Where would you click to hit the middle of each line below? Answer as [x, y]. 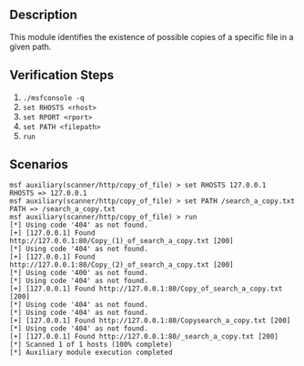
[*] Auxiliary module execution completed [91, 353]
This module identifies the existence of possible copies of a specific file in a [152, 36]
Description [43, 15]
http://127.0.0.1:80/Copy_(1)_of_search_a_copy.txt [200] [122, 241]
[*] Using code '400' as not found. [79, 273]
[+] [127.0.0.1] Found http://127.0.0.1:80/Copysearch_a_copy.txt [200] [150, 321]
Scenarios [39, 164]
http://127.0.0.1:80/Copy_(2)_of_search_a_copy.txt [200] [122, 265]
